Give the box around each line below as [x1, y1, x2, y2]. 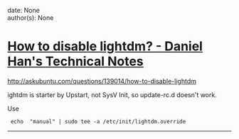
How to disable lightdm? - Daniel [7, 38, 203, 55]
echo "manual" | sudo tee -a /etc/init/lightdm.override [10, 118, 186, 125]
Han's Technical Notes [7, 53, 144, 69]
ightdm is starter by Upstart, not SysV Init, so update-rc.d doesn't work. [7, 90, 217, 99]
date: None [7, 6, 41, 14]
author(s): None [7, 13, 54, 22]
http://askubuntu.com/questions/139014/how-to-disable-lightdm [7, 77, 197, 85]
